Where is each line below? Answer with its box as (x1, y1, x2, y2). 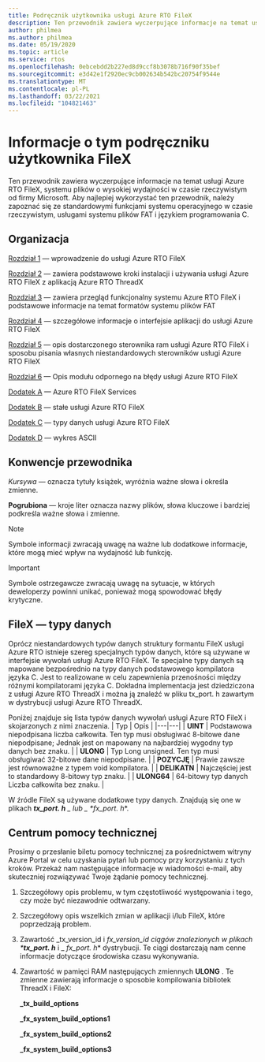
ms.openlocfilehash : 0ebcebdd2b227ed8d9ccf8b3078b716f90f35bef (8, 63, 221, 71)
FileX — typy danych (8, 618, 112, 632)
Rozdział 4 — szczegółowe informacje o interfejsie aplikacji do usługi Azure (8, 316, 254, 326)
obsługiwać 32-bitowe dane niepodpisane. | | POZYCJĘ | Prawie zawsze (8, 755, 245, 764)
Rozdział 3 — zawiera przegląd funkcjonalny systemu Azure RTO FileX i (8, 293, 241, 302)
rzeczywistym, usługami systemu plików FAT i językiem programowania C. (8, 210, 250, 219)
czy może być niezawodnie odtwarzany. (19, 896, 151, 905)
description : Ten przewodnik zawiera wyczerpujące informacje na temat (8, 19, 248, 27)
